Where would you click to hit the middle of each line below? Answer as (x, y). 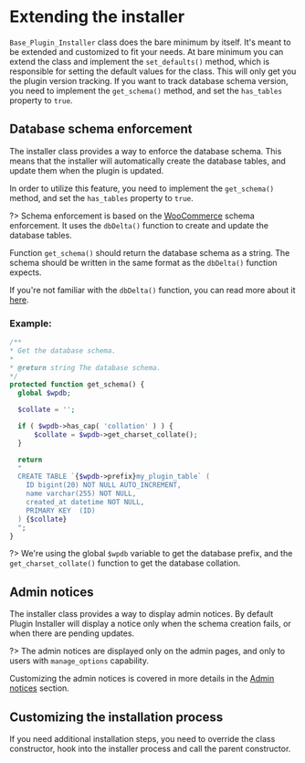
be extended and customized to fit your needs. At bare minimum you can (147, 51)
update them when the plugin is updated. (87, 170)
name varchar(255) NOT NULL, (81, 494)
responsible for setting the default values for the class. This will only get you (153, 71)
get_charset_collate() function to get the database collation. (125, 563)
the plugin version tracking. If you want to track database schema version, (149, 80)
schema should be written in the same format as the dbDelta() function (143, 262)
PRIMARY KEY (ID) (61, 510)
